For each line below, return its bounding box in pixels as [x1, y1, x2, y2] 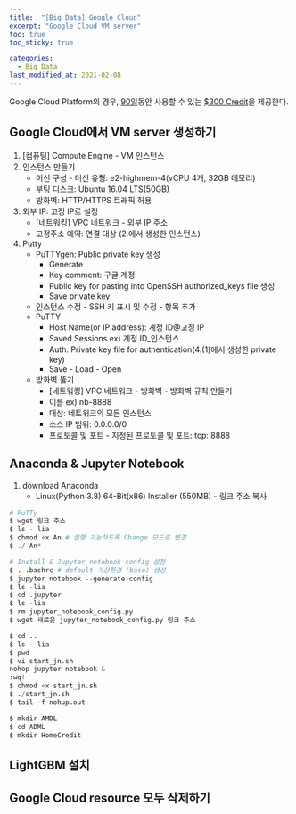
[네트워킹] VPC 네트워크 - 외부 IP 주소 [35, 217, 168, 227]
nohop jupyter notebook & [9, 665, 105, 674]
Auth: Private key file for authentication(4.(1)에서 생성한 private [48, 344, 277, 355]
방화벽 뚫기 [35, 374, 74, 384]
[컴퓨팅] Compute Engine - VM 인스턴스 [21, 150, 165, 160]
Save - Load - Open [48, 363, 122, 374]
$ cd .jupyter [9, 590, 62, 600]
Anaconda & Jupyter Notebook [9, 456, 185, 472]
